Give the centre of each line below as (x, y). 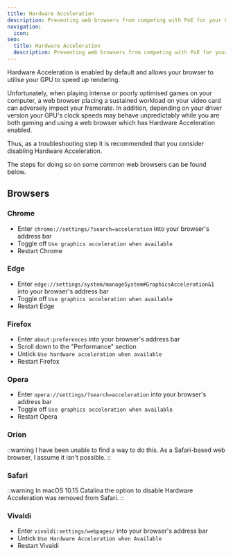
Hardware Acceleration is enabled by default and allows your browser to (110, 72)
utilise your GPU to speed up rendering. (63, 79)
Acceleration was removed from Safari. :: (66, 498)
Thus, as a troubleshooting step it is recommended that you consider (106, 143)
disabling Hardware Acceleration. (55, 151)
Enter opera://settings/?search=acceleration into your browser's (112, 394)
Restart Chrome (40, 250)
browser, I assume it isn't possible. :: (59, 457)
